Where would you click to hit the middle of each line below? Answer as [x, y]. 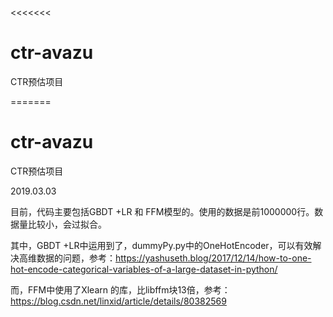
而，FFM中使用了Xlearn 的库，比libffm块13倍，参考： [120, 289]
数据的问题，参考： [76, 258]
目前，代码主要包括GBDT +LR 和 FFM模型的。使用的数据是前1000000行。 [162, 211]
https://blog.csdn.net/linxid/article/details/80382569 [118, 301]
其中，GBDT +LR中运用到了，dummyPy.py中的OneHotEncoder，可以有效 [161, 245]
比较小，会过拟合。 [67, 224]
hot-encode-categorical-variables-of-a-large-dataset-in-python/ [144, 269]
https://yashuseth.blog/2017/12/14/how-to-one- [213, 258]
